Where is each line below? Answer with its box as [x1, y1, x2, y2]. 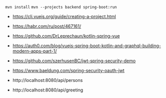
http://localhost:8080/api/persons [12, 77, 83, 83]
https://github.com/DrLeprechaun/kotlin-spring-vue [12, 33, 120, 39]
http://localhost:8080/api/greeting [12, 87, 84, 93]
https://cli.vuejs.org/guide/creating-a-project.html [12, 14, 116, 19]
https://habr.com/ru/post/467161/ [12, 23, 81, 29]
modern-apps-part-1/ [12, 48, 57, 54]
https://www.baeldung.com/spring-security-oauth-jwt [12, 67, 125, 73]
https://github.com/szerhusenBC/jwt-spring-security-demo [12, 58, 136, 64]
